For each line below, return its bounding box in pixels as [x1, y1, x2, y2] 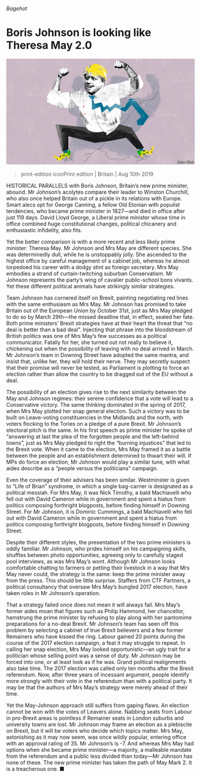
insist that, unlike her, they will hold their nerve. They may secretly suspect [6, 358, 190, 365]
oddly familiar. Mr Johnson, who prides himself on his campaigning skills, [6, 545, 187, 553]
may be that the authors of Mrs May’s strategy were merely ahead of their [6, 684, 188, 691]
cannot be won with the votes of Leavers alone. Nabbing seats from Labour [6, 708, 193, 715]
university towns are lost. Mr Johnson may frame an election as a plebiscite [6, 721, 193, 728]
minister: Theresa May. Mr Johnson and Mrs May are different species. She [6, 245, 192, 252]
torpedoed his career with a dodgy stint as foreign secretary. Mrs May [6, 264, 179, 271]
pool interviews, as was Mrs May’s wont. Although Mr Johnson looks [6, 558, 175, 565]
